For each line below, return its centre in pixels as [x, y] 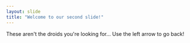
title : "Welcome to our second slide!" [55, 17]
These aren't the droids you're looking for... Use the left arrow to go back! [95, 34]
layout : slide [24, 11]
